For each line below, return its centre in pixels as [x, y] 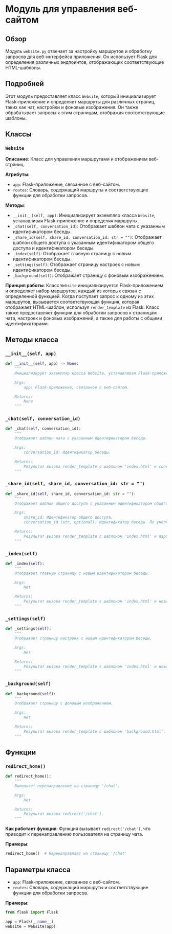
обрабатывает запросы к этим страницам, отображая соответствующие [85, 112]
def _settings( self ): [28, 629]
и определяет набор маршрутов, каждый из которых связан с [73, 291]
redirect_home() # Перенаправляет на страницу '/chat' [66, 854]
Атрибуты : [17, 174]
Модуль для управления [60, 9]
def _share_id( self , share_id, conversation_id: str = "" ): [71, 494]
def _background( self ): [31, 694]
